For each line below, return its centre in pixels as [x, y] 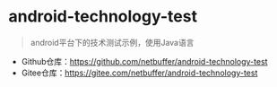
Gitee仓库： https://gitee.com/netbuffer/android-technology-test [139, 73]
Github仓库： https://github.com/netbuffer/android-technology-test [144, 61]
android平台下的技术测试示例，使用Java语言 [112, 42]
